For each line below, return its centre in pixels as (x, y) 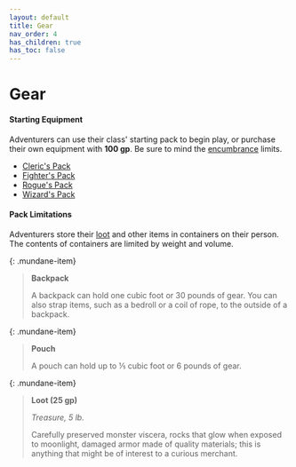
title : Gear (31, 26)
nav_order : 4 (33, 34)
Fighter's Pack (48, 175)
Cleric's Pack (46, 166)
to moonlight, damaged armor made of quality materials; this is (146, 444)
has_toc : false (37, 51)
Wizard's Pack (48, 194)
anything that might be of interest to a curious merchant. (134, 453)
